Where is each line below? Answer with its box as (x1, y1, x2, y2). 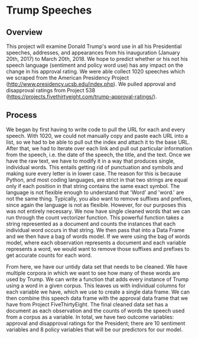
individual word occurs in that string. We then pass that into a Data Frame (6, 226, 185, 234)
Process (6, 110, 37, 120)
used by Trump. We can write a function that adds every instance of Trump (6, 276, 189, 283)
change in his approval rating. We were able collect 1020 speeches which (6, 68, 185, 75)
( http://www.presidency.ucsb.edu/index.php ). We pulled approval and (6, 80, 176, 88)
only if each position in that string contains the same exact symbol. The (6, 182, 180, 189)
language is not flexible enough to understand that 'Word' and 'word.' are (6, 189, 184, 196)
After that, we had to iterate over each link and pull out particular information (6, 144, 193, 151)
